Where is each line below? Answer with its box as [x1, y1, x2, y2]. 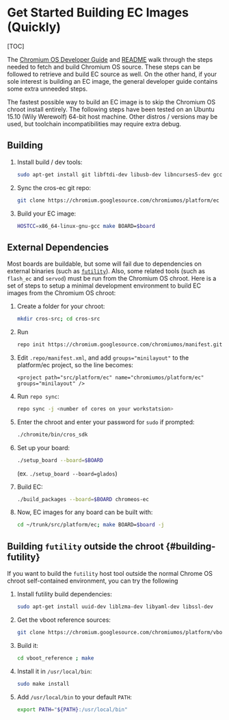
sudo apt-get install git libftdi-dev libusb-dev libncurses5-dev [16, 171, 211, 178]
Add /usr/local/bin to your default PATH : [16, 693, 132, 701]
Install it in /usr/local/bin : [16, 667, 92, 675]
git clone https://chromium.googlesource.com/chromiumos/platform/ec [16, 197, 220, 204]
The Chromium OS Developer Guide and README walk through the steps [7, 55, 213, 63]
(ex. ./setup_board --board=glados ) [16, 469, 118, 478]
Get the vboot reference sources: [16, 616, 111, 624]
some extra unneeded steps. [7, 84, 87, 93]
